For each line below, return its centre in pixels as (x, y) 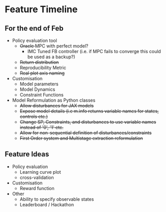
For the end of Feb (34, 28)
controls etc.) (34, 116)
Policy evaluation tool (34, 40)
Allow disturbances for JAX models (57, 105)
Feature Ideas (27, 154)
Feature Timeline (41, 9)
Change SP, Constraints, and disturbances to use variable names (88, 122)
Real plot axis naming (42, 73)
